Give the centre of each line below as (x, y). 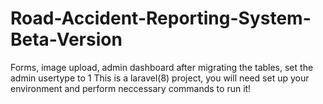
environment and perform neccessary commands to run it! (131, 88)
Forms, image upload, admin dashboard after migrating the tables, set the (162, 67)
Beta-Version (66, 39)
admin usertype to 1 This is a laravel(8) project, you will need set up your (160, 78)
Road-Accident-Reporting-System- (161, 18)
